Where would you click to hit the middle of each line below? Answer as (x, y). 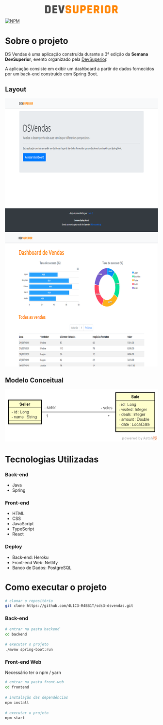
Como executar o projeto (56, 587)
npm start (15, 718)
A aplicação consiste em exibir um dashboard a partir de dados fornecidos (80, 69)
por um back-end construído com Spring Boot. (52, 74)
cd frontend (17, 687)
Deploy (14, 547)
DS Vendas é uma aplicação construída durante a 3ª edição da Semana (77, 54)
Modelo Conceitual (34, 380)
